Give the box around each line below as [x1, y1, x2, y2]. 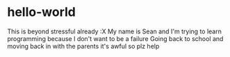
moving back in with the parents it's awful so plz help [7, 42, 160, 50]
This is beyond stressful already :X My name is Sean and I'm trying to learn [7, 27, 222, 35]
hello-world [7, 4, 76, 20]
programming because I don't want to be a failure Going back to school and [7, 34, 224, 42]
